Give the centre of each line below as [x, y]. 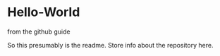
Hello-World [44, 12]
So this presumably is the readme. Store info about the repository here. [110, 45]
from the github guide [39, 31]
